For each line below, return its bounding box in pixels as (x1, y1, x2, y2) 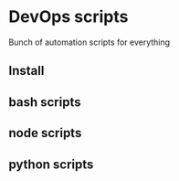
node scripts (8, 125, 82, 141)
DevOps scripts (8, 6, 129, 27)
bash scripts (8, 94, 81, 110)
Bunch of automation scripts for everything (8, 37, 171, 48)
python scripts (8, 156, 94, 172)
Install (8, 63, 45, 79)
